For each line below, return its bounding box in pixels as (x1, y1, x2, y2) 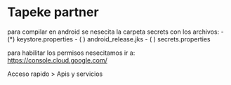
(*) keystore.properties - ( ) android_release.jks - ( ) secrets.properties (7, 34, 211, 43)
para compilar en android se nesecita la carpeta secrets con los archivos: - (7, 27, 224, 36)
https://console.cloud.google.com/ (7, 55, 107, 64)
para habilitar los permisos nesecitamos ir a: (7, 48, 136, 57)
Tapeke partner (7, 4, 100, 20)
